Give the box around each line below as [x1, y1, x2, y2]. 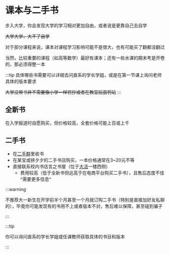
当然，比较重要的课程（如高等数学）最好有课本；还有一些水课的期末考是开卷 [5, 54, 165, 61]
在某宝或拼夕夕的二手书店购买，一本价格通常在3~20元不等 [12, 157, 135, 163]
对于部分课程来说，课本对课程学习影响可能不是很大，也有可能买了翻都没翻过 [5, 44, 165, 50]
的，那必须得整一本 [5, 61, 46, 67]
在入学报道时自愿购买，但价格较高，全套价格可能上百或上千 [5, 120, 130, 126]
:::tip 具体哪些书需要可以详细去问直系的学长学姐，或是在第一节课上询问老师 [5, 72, 162, 78]
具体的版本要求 [5, 78, 36, 84]
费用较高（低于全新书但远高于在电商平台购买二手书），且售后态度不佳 [20, 170, 164, 176]
